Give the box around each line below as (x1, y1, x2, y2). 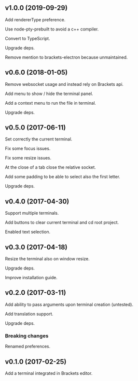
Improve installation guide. (5, 275, 58, 281)
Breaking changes (5, 332, 49, 339)
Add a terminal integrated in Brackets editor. (5, 370, 93, 376)
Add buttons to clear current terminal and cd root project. (5, 220, 119, 225)
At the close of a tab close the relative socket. (5, 164, 96, 170)
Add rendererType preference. (5, 16, 66, 22)
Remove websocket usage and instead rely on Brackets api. (5, 81, 124, 87)
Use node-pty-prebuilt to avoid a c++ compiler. (5, 26, 99, 32)
